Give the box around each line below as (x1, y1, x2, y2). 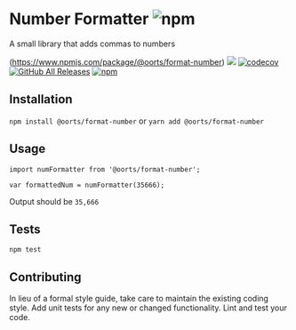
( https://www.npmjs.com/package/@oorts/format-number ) (9, 56, 225, 67)
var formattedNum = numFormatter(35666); (9, 181, 165, 189)
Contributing (9, 270, 82, 285)
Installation (9, 92, 73, 107)
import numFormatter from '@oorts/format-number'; (9, 165, 201, 173)
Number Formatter (9, 9, 149, 29)
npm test (9, 245, 42, 254)
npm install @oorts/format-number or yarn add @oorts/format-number (9, 116, 265, 126)
